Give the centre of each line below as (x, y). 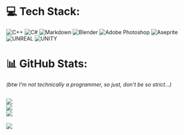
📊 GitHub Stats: (47, 64)
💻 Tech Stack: (43, 12)
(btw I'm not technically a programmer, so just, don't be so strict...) (89, 84)
